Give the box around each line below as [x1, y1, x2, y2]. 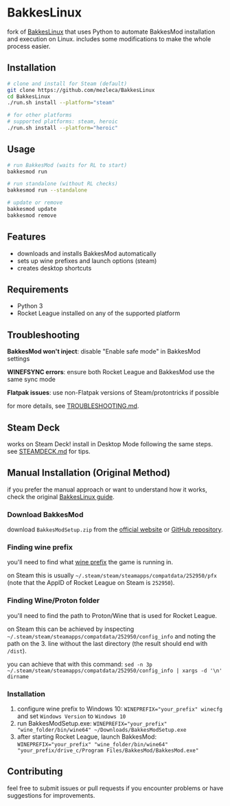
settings [7, 355, 30, 363]
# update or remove [7, 199, 63, 207]
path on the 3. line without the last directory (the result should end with [7, 639, 208, 647]
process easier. [7, 42, 51, 50]
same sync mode [7, 376, 56, 384]
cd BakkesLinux [7, 93, 51, 100]
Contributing [7, 765, 63, 777]
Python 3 [16, 302, 43, 310]
